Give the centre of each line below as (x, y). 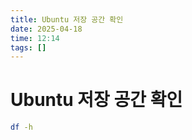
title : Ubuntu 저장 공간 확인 (67, 19)
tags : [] (28, 47)
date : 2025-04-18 (46, 29)
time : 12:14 (35, 38)
